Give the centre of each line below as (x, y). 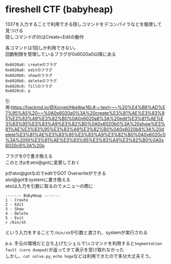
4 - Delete (17, 213)
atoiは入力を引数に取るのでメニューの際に (49, 186)
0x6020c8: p (18, 91)
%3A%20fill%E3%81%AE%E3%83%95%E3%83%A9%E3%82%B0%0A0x (85, 140)
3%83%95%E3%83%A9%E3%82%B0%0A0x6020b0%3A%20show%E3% (85, 124)
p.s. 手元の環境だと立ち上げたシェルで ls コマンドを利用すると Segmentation (84, 243)
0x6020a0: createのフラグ (31, 65)
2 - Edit (15, 204)
